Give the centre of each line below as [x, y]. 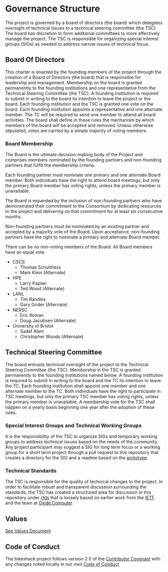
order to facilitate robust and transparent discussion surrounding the [76, 487]
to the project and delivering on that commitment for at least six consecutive [84, 211]
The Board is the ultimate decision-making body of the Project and [74, 155]
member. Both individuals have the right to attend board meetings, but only [82, 180]
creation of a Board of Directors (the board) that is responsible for [73, 77]
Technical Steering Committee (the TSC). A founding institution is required [82, 93]
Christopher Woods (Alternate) [52, 336]
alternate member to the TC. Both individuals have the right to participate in [83, 391]
